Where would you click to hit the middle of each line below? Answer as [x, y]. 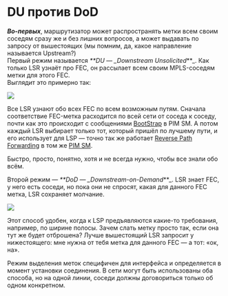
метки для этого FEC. [39, 75]
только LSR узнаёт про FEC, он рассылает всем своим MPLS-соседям [111, 68]
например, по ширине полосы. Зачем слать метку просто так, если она [113, 228]
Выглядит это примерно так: [49, 82]
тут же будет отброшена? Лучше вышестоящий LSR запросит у [101, 235]
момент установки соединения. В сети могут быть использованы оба [110, 270]
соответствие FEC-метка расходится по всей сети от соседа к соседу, [112, 116]
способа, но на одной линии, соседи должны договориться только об [110, 277]
